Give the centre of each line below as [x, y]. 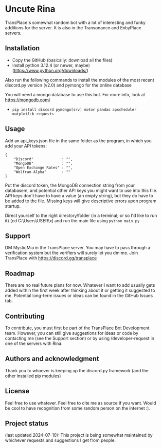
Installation [22, 48]
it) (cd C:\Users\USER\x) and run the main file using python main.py [72, 220]
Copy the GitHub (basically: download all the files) [62, 60]
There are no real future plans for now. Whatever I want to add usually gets [80, 285]
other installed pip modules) [33, 376]
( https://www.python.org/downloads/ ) [50, 70]
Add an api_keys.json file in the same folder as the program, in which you [78, 141]
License [17, 391]
